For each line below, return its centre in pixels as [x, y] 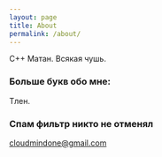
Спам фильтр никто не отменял [81, 123]
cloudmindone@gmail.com [58, 143]
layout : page [33, 17]
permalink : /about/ [45, 34]
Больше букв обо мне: [60, 82]
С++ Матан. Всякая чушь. [58, 59]
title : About [33, 26]
